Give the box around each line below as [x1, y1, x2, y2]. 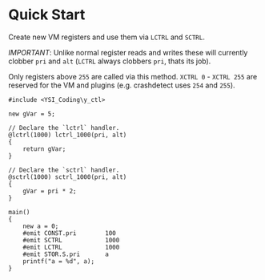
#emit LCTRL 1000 [22, 243, 120, 251]
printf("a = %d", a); [22, 257, 94, 266]
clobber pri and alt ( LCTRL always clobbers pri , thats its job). [8, 56, 211, 66]
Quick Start [8, 6, 86, 24]
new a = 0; [22, 222, 59, 230]
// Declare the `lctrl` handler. [8, 124, 120, 132]
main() [8, 208, 30, 216]
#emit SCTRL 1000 [22, 236, 120, 244]
